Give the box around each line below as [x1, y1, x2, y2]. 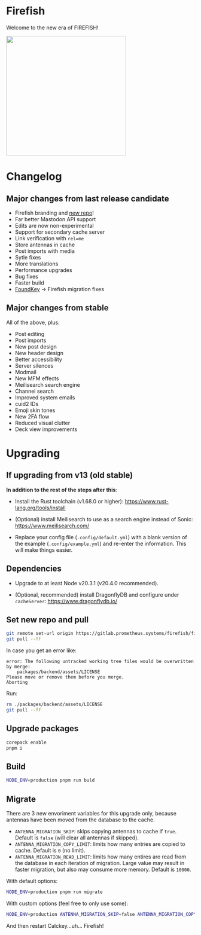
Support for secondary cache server [14, 228, 105, 236]
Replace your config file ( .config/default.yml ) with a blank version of [14, 533, 187, 540]
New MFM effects [14, 375, 59, 382]
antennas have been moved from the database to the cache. [6, 816, 155, 823]
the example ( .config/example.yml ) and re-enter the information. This [14, 540, 187, 547]
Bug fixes [14, 273, 39, 280]
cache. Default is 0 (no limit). [14, 847, 86, 854]
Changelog [6, 170, 62, 184]
